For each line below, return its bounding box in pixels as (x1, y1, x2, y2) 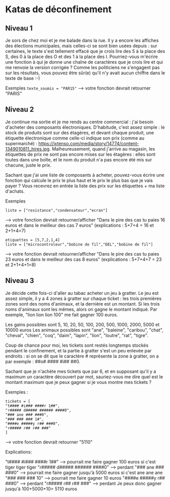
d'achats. (5, 188, 25, 194)
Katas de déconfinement (5, 4, 112, 15)
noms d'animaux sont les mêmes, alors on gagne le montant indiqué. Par (5, 306, 157, 312)
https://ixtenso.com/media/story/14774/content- (38, 140, 140, 146)
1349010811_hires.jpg (5, 146, 50, 152)
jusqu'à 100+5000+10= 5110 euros (5, 485, 78, 492)
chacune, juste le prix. (5, 162, 52, 168)
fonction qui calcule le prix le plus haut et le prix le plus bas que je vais (5, 177, 153, 183)
